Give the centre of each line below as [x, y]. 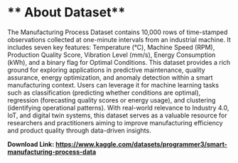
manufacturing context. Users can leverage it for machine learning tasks [113, 85]
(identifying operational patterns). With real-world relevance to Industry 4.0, [118, 107]
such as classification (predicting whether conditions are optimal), [104, 93]
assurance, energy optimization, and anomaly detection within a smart [110, 77]
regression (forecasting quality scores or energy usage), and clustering [112, 100]
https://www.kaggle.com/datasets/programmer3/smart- [141, 144]
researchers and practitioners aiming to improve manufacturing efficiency [115, 122]
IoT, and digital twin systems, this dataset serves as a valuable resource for [117, 115]
